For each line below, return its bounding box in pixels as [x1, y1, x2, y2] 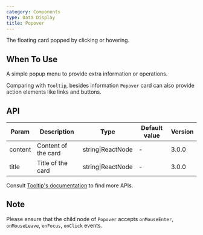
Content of [37, 141, 68, 150]
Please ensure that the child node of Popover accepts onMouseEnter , [6, 215, 174, 222]
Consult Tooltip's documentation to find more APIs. [6, 182, 134, 189]
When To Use [6, 54, 58, 64]
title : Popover [6, 20, 45, 26]
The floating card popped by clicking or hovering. [6, 37, 130, 44]
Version [170, 127, 194, 136]
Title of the [37, 159, 68, 167]
